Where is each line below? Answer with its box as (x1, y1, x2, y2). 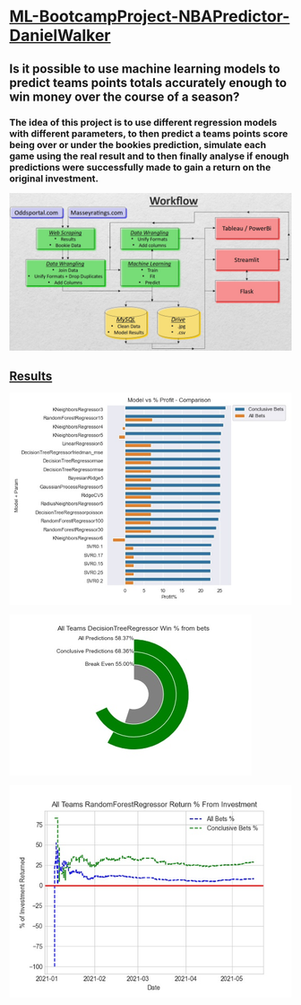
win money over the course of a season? (9, 89, 240, 104)
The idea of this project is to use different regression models (9, 116, 278, 128)
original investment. (9, 172, 99, 185)
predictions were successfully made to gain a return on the (9, 161, 271, 173)
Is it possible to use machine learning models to (9, 61, 280, 76)
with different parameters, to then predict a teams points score (9, 127, 288, 140)
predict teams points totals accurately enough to (9, 74, 288, 91)
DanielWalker (9, 25, 111, 46)
